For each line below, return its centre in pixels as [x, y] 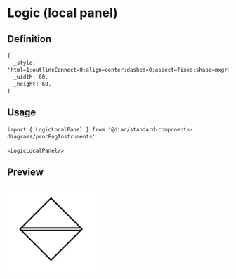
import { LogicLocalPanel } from [56, 129]
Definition [29, 39]
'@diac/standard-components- [150, 129]
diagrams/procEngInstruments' [52, 136]
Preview [26, 173]
